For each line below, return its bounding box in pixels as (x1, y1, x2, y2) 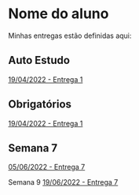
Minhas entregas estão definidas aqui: (8, 31, 132, 40)
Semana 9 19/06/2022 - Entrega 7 (8, 178, 119, 187)
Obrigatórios (8, 98, 72, 111)
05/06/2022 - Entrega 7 (8, 163, 86, 172)
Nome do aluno (8, 5, 109, 23)
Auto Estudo (8, 54, 71, 67)
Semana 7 (8, 141, 58, 155)
